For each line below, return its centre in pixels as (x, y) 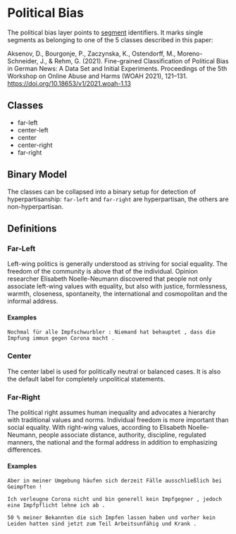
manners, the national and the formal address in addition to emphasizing (112, 443)
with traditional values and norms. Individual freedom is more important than (118, 420)
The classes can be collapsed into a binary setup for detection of (101, 191)
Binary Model (37, 175)
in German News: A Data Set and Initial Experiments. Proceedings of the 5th (117, 68)
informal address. (33, 301)
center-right (35, 145)
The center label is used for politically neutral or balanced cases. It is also (114, 371)
